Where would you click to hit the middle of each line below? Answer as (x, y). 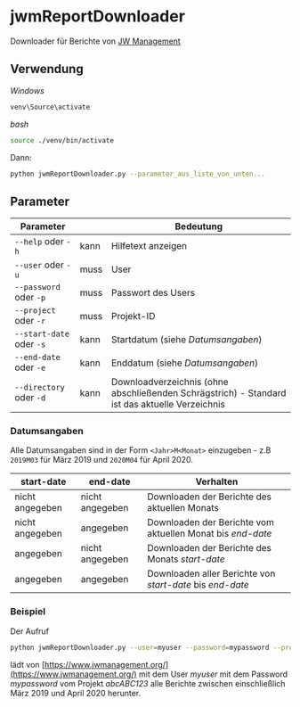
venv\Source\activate (50, 107)
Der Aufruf (30, 631)
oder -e (30, 367)
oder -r (30, 321)
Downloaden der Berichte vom (211, 522)
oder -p (30, 298)
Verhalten (217, 481)
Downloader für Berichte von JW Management (95, 41)
